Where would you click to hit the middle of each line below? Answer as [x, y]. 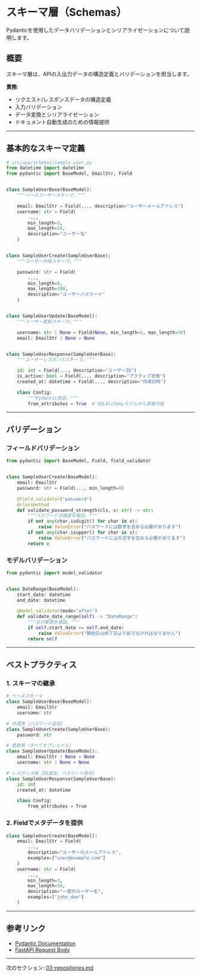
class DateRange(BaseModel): [42, 589]
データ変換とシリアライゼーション [57, 114]
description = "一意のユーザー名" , [66, 892]
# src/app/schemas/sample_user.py [49, 163]
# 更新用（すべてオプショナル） [40, 746]
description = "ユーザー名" [58, 234]
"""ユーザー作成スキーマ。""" [49, 261]
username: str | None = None [53, 763]
